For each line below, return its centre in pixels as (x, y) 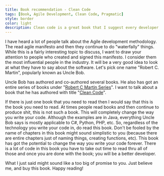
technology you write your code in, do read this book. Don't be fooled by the (82, 128)
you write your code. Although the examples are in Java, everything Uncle (80, 117)
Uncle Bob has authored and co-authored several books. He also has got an (82, 82)
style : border (20, 19)
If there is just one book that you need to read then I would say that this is (79, 102)
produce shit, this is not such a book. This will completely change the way (80, 112)
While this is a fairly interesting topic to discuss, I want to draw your (73, 52)
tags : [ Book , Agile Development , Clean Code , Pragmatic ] (64, 14)
